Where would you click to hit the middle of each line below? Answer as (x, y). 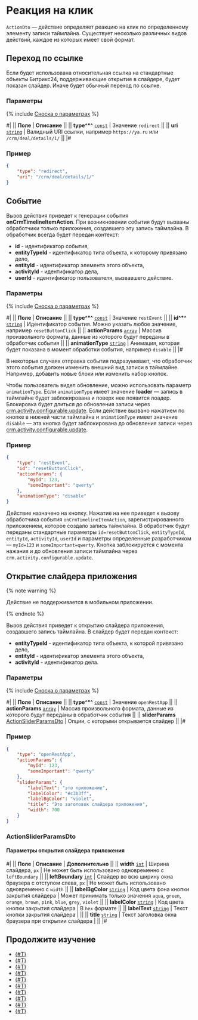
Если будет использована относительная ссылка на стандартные (90, 73)
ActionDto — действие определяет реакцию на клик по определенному (98, 27)
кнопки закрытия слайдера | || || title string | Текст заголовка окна (92, 914)
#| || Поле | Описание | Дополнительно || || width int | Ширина (88, 864)
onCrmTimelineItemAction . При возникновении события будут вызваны (98, 222)
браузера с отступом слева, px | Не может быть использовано (86, 883)
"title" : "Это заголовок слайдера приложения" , (88, 805)
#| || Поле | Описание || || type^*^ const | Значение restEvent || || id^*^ (96, 317)
